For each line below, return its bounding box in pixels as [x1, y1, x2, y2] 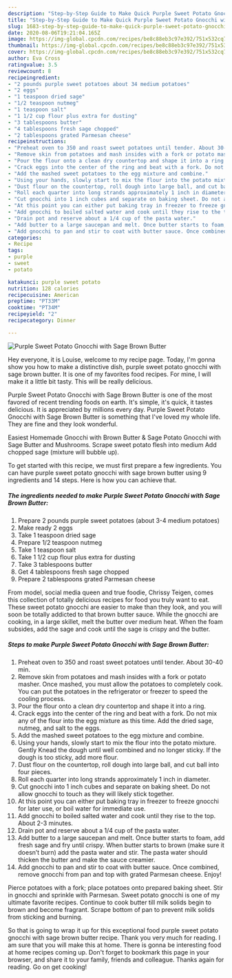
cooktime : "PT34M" [8, 304, 61, 311]
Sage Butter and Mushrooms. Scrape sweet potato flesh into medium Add [8, 440, 217, 448]
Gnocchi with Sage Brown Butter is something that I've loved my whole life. [8, 413, 221, 421]
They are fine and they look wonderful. [8, 419, 118, 428]
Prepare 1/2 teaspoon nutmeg [17, 538, 103, 546]
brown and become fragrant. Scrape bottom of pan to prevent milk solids [8, 905, 215, 913]
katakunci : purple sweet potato [8, 278, 101, 286]
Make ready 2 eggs [17, 523, 73, 532]
